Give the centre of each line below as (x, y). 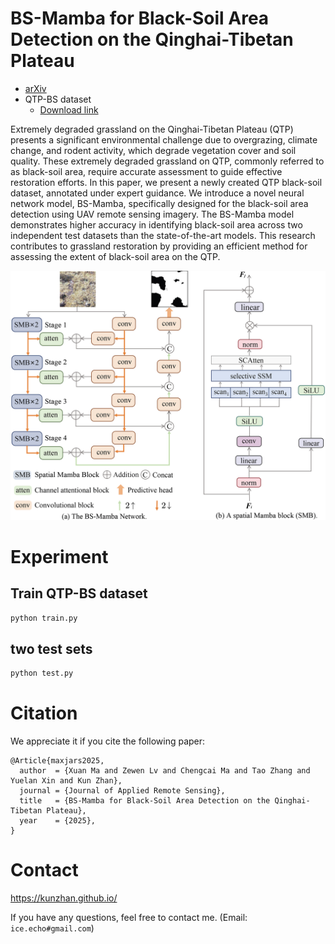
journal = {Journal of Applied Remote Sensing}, (122, 791)
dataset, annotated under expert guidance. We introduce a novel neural (157, 193)
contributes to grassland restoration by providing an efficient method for (159, 246)
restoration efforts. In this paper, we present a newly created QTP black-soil (166, 182)
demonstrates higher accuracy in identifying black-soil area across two (156, 224)
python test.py (42, 673)
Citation (44, 713)
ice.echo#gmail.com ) (52, 928)
